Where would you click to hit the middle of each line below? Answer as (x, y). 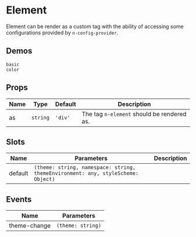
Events (19, 199)
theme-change (30, 226)
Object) (45, 179)
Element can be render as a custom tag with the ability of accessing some (95, 26)
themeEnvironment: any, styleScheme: (86, 174)
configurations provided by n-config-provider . (62, 32)
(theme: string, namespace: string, (85, 168)
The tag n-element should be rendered (134, 114)
